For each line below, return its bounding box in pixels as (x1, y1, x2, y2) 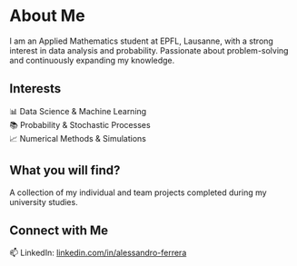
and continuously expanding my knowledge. (9, 54, 175, 65)
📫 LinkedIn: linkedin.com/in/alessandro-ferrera (9, 247, 187, 259)
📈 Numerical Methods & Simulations (9, 133, 147, 143)
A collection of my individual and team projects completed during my (9, 187, 267, 198)
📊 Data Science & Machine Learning (9, 105, 147, 116)
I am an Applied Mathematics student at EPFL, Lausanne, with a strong (9, 35, 274, 46)
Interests (9, 81, 62, 96)
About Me (9, 5, 85, 26)
